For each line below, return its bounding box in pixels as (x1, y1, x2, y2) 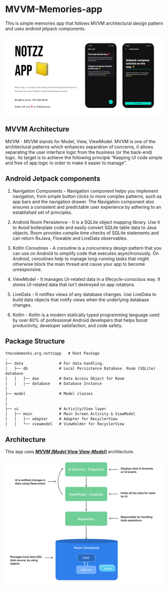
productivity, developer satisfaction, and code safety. (12, 322, 123, 328)
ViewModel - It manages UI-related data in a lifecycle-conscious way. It (12, 276, 160, 282)
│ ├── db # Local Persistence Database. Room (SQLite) (5, 366, 156, 371)
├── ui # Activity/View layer (5, 406, 107, 411)
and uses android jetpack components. (5, 25, 86, 31)
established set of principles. (12, 209, 73, 215)
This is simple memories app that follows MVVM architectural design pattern (5, 20, 163, 26)
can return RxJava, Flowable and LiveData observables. (12, 235, 128, 241)
